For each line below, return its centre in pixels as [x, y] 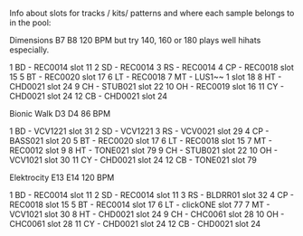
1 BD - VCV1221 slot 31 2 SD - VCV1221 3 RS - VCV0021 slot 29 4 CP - [139, 131]
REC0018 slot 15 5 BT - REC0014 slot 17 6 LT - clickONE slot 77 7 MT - [140, 204]
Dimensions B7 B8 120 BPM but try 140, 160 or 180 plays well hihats [135, 40]
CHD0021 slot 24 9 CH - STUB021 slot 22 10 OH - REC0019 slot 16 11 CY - [147, 86]
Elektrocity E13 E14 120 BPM [62, 177]
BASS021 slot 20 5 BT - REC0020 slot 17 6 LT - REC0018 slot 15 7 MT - [141, 141]
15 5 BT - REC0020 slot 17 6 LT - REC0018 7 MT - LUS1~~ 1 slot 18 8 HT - [146, 77]
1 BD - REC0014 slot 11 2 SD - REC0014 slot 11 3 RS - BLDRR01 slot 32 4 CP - [152, 195]
